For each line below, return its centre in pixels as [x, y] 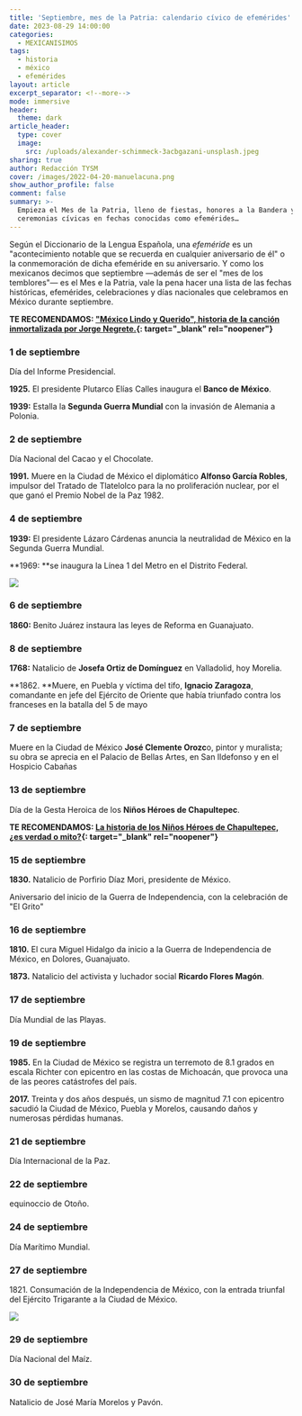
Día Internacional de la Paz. [60, 1161]
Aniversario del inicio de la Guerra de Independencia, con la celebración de [149, 897]
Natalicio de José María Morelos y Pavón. [86, 1402]
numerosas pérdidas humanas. [67, 1118]
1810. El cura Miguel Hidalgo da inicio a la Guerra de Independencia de [140, 950]
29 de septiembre [49, 1339]
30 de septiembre [49, 1383]
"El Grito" [27, 906]
